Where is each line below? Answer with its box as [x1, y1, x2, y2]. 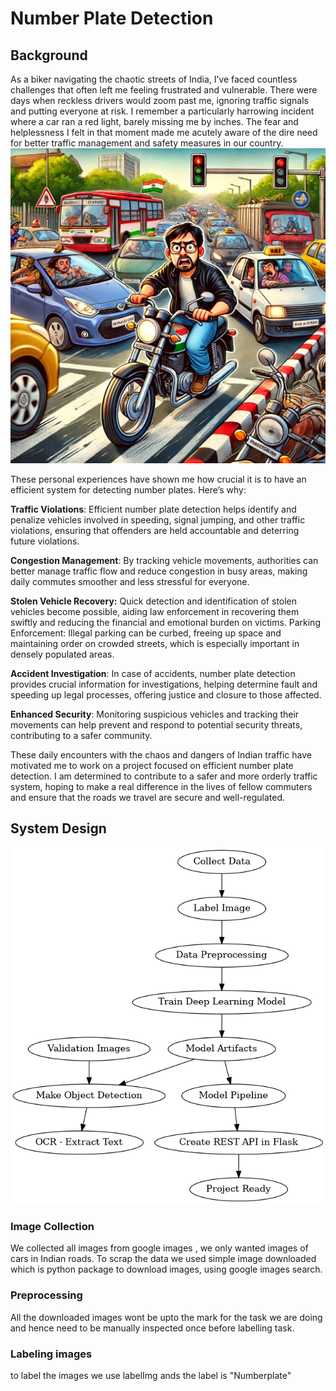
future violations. [10, 535, 80, 547]
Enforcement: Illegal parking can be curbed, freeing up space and [10, 627, 282, 639]
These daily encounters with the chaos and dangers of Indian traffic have [10, 749, 312, 761]
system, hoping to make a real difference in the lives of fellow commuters [10, 781, 313, 792]
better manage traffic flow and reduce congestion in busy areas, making [10, 565, 308, 577]
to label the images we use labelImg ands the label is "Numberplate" [10, 1370, 292, 1382]
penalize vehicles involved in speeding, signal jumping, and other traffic [10, 514, 306, 526]
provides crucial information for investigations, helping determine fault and [10, 678, 318, 690]
